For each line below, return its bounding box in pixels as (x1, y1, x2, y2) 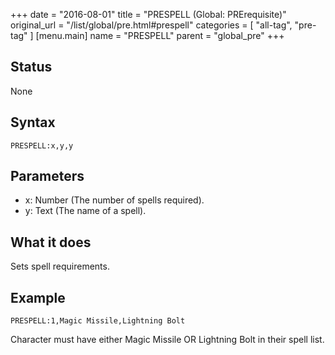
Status (10, 59, 53, 76)
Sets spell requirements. (10, 260, 110, 273)
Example (10, 289, 66, 306)
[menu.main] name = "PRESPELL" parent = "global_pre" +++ (35, 30, 285, 41)
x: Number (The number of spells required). (24, 194, 205, 206)
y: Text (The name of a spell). (24, 205, 147, 217)
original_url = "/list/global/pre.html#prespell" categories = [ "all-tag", (10, 19, 293, 31)
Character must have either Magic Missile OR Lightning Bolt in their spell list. (10, 334, 325, 346)
